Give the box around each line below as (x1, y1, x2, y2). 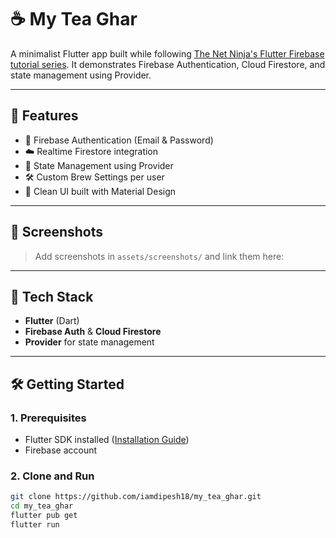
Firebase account (24, 444, 98, 456)
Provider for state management (24, 336, 155, 348)
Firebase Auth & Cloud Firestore (24, 326, 162, 338)
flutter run (10, 519, 60, 530)
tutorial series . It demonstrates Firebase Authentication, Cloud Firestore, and (10, 58, 326, 70)
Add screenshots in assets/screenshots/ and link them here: (34, 250, 285, 262)
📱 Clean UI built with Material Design (24, 185, 177, 197)
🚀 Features (10, 107, 79, 125)
